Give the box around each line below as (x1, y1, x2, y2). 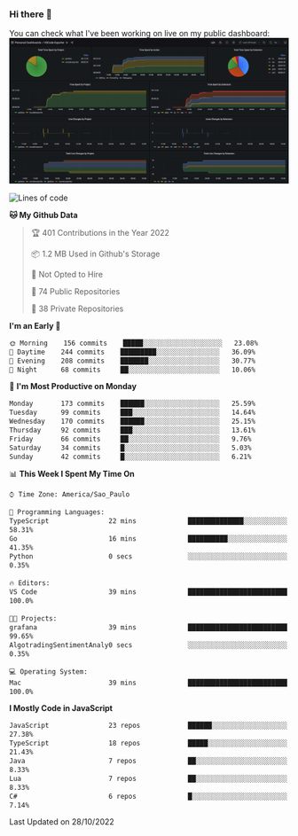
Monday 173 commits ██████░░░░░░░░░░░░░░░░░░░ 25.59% (9, 399, 255, 408)
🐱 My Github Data (9, 209, 78, 220)
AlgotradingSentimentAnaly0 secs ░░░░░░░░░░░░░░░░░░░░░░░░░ (9, 640, 288, 650)
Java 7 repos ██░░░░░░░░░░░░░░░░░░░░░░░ (9, 756, 288, 765)
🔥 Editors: (9, 578, 51, 588)
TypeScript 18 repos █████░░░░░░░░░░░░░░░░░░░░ (9, 738, 288, 747)
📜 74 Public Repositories (30, 285, 121, 296)
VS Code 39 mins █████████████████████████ (9, 587, 288, 597)
